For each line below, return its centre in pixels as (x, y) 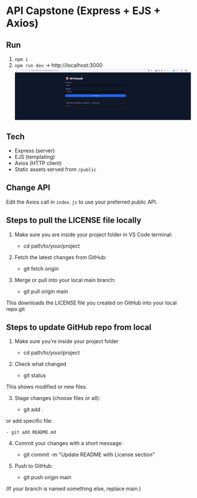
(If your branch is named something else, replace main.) (74, 489)
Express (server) (35, 150)
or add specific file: (29, 421)
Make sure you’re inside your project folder (67, 341)
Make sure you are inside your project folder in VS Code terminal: (94, 234)
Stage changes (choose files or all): (57, 398)
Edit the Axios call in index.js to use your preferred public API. (82, 202)
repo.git (16, 309)
